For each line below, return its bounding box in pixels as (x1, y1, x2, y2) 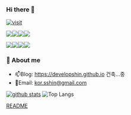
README (6, 102, 28, 109)
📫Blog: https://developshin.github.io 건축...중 (14, 70, 126, 77)
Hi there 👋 (6, 5, 36, 14)
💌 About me (6, 56, 40, 64)
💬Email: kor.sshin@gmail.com (14, 79, 87, 86)
